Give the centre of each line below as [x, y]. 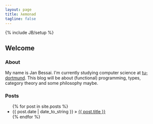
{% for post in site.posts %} [40, 106]
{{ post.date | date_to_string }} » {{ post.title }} [59, 112]
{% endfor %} [26, 117]
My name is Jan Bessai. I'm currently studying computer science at [73, 73]
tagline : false [21, 19]
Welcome [20, 48]
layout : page [18, 10]
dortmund [15, 78]
